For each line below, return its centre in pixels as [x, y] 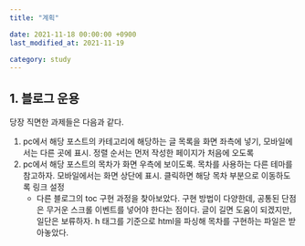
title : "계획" [34, 18]
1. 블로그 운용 [44, 98]
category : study [40, 59]
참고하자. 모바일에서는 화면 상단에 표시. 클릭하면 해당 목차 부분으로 [141, 176]
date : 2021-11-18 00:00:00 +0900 [73, 34]
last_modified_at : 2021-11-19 [67, 43]
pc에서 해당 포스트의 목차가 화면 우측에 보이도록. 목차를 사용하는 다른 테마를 [158, 164]
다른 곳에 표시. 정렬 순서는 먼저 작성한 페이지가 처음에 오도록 [147, 153]
